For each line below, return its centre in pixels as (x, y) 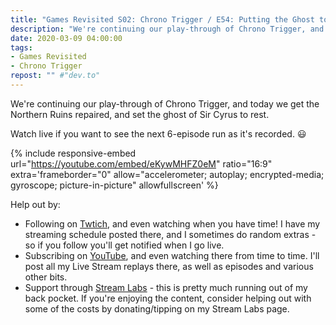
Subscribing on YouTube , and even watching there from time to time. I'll (172, 255)
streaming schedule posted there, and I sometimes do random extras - (170, 234)
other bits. (46, 277)
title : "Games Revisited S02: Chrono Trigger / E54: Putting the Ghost (162, 19)
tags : (21, 47)
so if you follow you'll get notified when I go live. (124, 245)
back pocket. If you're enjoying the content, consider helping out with (168, 298)
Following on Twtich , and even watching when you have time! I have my (172, 223)
